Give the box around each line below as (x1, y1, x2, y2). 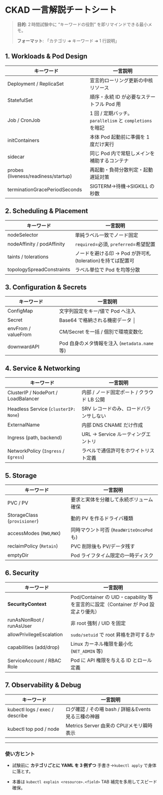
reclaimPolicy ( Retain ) (7, 543, 58, 549)
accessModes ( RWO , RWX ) (7, 530, 61, 536)
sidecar (7, 153, 25, 160)
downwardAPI (7, 343, 40, 350)
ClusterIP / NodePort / (7, 389, 58, 396)
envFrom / (7, 325, 31, 332)
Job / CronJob (7, 117, 40, 124)
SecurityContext (7, 601, 47, 607)
